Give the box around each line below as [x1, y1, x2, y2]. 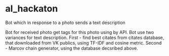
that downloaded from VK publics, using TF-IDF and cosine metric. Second [5, 39, 162, 45]
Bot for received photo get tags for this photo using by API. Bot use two [5, 29, 154, 35]
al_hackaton [5, 3, 58, 14]
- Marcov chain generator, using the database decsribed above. [5, 45, 138, 51]
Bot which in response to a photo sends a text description [5, 19, 125, 25]
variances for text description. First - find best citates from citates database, [5, 34, 164, 40]
